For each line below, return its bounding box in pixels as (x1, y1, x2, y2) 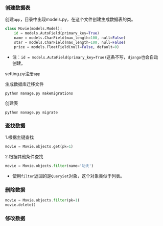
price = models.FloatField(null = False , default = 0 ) (14, 44, 119, 50)
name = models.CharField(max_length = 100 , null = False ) (14, 35, 126, 40)
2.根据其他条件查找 (5, 153, 44, 159)
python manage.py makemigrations (5, 91, 73, 96)
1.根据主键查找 (5, 134, 34, 140)
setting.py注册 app (5, 70, 41, 77)
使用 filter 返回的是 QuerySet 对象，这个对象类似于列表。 (12, 173, 125, 179)
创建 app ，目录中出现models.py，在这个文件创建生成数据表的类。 (5, 16, 136, 23)
